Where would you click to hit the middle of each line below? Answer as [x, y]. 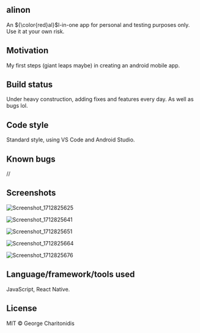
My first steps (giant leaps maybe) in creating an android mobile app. [93, 65]
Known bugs [31, 159]
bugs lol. [17, 106]
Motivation [28, 51]
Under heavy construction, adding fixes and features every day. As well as [100, 99]
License [22, 309]
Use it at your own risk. [35, 31]
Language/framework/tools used [71, 275]
